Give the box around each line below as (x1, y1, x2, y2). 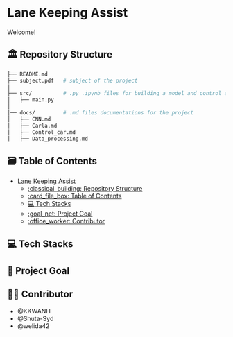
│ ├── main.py (7, 96, 54, 103)
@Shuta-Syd (17, 314, 54, 322)
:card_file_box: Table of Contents (27, 192, 122, 200)
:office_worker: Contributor (27, 217, 105, 225)
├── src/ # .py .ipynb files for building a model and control (7, 90, 222, 97)
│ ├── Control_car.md (7, 128, 76, 136)
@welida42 (17, 321, 50, 330)
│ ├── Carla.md (7, 122, 58, 129)
